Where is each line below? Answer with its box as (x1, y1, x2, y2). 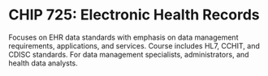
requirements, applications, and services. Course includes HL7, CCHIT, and (8, 40, 260, 50)
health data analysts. (8, 58, 79, 68)
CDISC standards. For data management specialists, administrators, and (8, 49, 249, 59)
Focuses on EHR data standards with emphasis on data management (8, 32, 239, 42)
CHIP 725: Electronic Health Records (8, 6, 260, 24)
